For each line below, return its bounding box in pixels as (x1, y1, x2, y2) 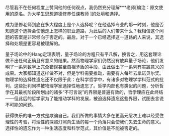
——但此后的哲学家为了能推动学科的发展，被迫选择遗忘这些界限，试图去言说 (5, 96, 164, 101)
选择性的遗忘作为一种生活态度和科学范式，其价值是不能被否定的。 (5, 125, 142, 131)
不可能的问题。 (5, 102, 36, 108)
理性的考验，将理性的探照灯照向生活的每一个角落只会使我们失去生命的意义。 (5, 119, 164, 125)
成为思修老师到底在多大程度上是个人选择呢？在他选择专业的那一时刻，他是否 (5, 22, 164, 27)
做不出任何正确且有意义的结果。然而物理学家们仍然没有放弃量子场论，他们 (5, 58, 159, 63)
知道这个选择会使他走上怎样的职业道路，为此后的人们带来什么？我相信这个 (5, 28, 159, 34)
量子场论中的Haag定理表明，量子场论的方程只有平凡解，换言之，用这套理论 (5, 51, 162, 57)
